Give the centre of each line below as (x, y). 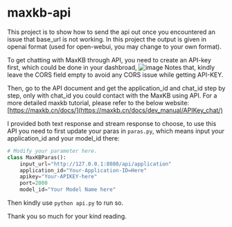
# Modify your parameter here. (52, 151)
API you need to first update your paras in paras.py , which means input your (116, 131)
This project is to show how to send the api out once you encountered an (111, 32)
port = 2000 (34, 183)
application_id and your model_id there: (63, 138)
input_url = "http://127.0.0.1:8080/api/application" (96, 164)
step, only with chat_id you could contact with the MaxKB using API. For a (112, 96)
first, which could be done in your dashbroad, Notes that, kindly (111, 67)
